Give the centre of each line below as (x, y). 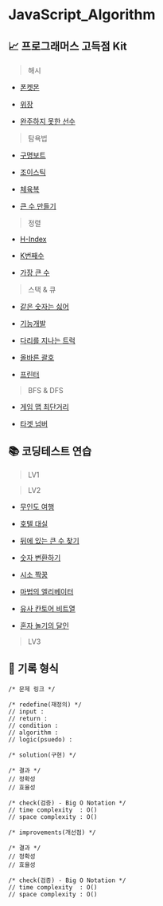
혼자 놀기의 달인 (44, 626)
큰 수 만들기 (38, 206)
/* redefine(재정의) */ (45, 705)
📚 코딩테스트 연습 (50, 452)
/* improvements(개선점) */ (52, 832)
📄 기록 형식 (34, 669)
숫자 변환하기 (40, 558)
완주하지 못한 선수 (47, 121)
